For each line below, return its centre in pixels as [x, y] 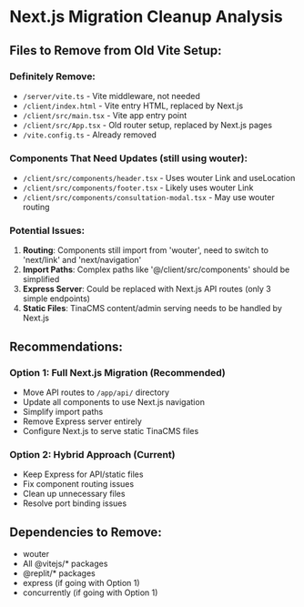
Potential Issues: [47, 231]
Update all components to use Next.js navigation [113, 402]
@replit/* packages [59, 573]
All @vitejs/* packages [65, 564]
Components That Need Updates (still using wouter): [129, 158]
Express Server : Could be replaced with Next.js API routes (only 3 [147, 289]
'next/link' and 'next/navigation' [82, 260]
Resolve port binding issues [75, 503]
